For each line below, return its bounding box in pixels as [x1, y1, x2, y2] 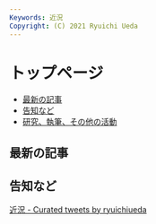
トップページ [9, 63, 104, 83]
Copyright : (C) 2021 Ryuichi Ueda [9, 22, 139, 30]
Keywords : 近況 [9, 13, 64, 22]
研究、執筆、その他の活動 [22, 116, 117, 127]
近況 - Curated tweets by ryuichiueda [9, 203, 147, 215]
